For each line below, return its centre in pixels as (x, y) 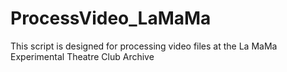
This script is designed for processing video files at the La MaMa (144, 46)
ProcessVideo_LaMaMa (111, 18)
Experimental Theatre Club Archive (82, 56)
